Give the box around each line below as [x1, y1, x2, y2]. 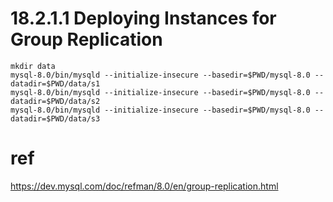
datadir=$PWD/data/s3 [10, 113, 101, 124]
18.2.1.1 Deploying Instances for [10, 7, 277, 30]
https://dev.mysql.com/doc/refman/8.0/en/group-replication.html [10, 180, 279, 192]
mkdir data [10, 61, 56, 71]
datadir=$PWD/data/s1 [10, 78, 101, 89]
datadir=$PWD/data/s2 [10, 96, 101, 106]
